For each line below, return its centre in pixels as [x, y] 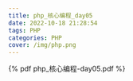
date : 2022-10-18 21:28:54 [53, 23]
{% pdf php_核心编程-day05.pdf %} [67, 69]
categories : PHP [35, 38]
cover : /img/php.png [43, 45]
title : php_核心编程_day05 [51, 15]
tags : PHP [25, 30]
